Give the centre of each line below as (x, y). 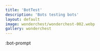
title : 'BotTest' (24, 10)
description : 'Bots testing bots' (42, 15)
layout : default (23, 19)
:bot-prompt (18, 43)
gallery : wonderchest (28, 29)
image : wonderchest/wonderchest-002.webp (50, 24)
